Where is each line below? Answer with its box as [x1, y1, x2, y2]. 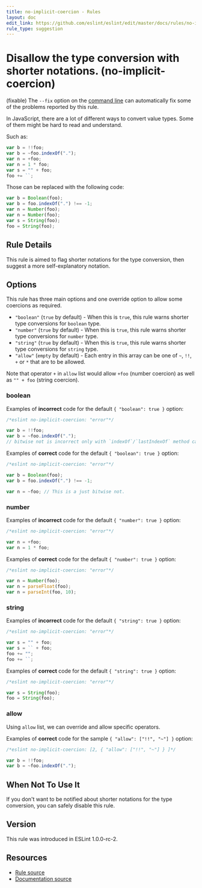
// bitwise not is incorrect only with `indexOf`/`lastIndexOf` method [6, 439, 189, 445]
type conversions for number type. [14, 333, 99, 340]
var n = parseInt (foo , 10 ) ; [6, 589, 77, 596]
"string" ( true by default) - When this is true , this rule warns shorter [14, 339, 186, 347]
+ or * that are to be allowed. [14, 359, 86, 366]
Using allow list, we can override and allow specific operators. [6, 723, 161, 730]
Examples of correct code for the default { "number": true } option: [6, 555, 176, 563]
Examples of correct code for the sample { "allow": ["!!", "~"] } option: [6, 735, 194, 742]
